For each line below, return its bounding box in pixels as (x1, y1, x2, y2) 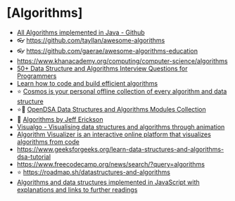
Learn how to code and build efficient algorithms (16, 79, 158, 87)
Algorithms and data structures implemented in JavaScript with (16, 178, 200, 186)
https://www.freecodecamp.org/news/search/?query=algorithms (16, 160, 205, 168)
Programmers (16, 72, 57, 80)
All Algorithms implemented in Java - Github (16, 28, 145, 37)
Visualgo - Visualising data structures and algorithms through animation (16, 122, 225, 131)
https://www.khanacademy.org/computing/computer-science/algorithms (16, 56, 228, 65)
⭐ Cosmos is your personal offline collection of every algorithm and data (16, 86, 227, 96)
